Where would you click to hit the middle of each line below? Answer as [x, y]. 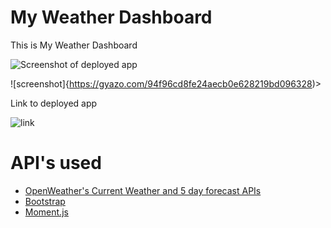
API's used [56, 163]
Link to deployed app [54, 103]
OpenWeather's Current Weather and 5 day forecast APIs [143, 190]
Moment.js [46, 212]
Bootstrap [45, 201]
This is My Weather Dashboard [74, 45]
